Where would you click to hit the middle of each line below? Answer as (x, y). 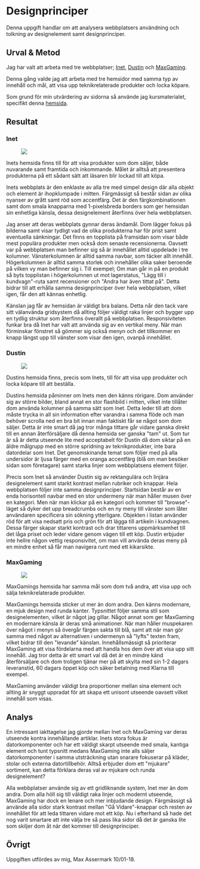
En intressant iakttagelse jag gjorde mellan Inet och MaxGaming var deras (97, 731)
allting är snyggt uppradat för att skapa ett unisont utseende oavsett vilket (97, 693)
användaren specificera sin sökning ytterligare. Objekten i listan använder (97, 515)
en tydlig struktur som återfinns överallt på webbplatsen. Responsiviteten (96, 319)
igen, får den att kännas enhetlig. (47, 294)
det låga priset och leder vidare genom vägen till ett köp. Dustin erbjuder (96, 534)
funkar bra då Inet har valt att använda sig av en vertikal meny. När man (94, 325)
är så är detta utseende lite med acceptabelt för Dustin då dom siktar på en (99, 440)
